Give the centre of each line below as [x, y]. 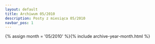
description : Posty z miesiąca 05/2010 [45, 18]
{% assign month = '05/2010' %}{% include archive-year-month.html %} [77, 36]
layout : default [21, 9]
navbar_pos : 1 [19, 23]
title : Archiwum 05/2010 [30, 14]
